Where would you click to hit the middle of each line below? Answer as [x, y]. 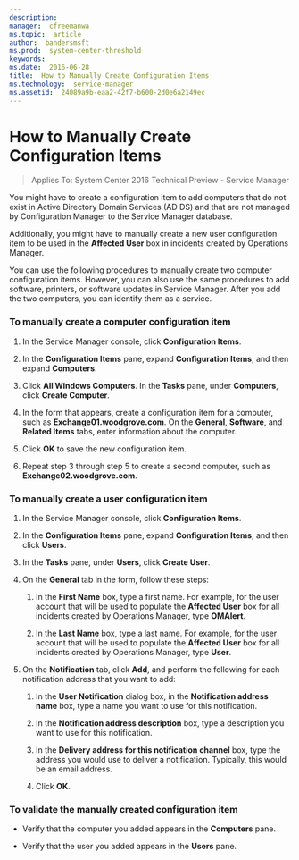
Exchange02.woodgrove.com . [80, 476]
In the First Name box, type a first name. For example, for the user [157, 597]
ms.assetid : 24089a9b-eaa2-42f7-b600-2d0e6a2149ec [107, 92]
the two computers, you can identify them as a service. [111, 299]
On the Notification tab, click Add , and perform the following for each [151, 670]
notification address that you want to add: [99, 679]
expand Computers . [59, 368]
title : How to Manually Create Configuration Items [109, 76]
